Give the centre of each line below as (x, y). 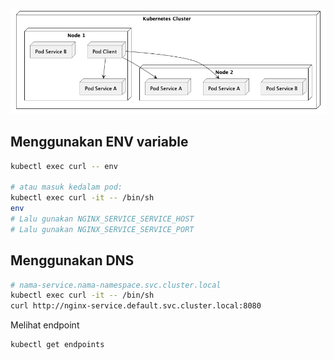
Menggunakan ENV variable (99, 142)
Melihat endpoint (45, 325)
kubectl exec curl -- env (64, 166)
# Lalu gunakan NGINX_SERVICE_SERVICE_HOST (102, 219)
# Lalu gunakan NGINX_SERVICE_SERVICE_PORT (102, 229)
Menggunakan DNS (72, 260)
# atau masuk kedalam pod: (66, 187)
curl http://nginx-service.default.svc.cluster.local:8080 (136, 306)
